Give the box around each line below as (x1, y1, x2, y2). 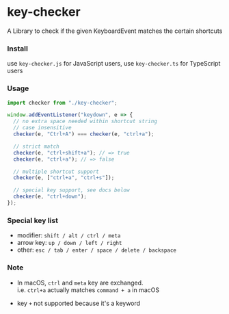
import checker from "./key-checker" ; (7, 99, 118, 106)
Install (7, 44, 29, 53)
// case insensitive (13, 125, 72, 131)
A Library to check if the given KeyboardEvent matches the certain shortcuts (7, 27, 223, 35)
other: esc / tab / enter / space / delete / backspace (16, 246, 176, 254)
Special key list (7, 215, 58, 225)
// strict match (13, 143, 59, 150)
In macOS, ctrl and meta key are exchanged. (16, 278, 144, 287)
